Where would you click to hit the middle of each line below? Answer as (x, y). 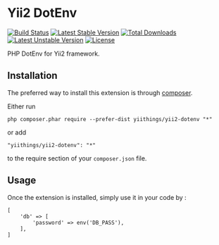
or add (17, 132)
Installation (32, 76)
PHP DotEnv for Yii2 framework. (54, 54)
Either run (21, 106)
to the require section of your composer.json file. (77, 158)
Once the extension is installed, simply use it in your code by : (97, 197)
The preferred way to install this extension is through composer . (100, 92)
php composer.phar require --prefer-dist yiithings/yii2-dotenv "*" (110, 119)
